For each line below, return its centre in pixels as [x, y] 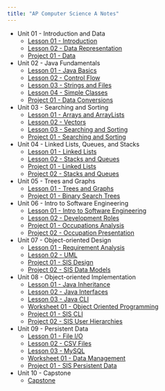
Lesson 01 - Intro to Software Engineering [87, 210]
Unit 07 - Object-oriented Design [64, 240]
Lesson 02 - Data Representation [75, 48]
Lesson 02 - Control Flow [64, 78]
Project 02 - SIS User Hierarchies [75, 321]
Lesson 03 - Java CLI [58, 299]
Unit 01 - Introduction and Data [61, 33]
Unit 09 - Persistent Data [53, 328]
